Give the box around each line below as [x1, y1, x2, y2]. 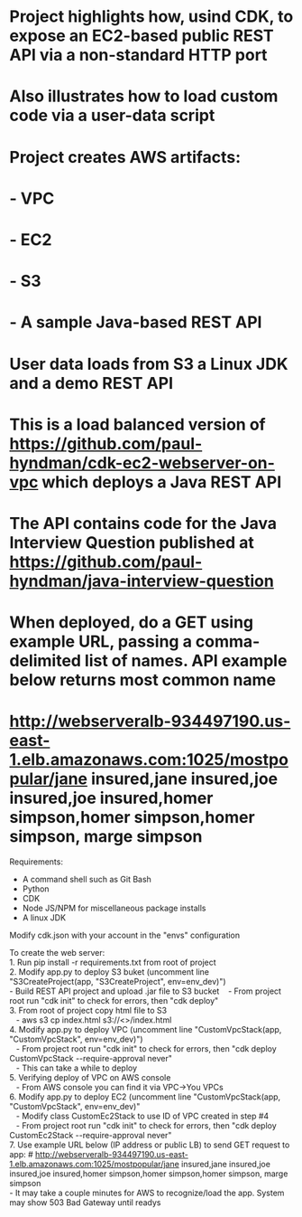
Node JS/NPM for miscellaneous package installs [22, 902, 206, 913]
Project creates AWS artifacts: [9, 146, 242, 167]
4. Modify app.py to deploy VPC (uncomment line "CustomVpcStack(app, [9, 1024, 282, 1034]
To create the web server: [9, 948, 105, 958]
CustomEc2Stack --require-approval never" [9, 1130, 172, 1140]
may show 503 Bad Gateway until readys [9, 1197, 161, 1208]
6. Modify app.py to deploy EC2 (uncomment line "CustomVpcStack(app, [9, 1091, 281, 1102]
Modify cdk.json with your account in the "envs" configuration [9, 929, 241, 940]
